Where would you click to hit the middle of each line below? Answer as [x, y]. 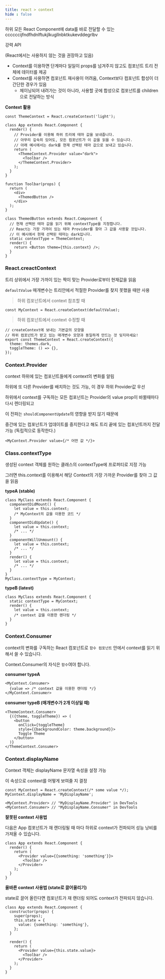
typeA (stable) [20, 491]
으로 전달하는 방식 [37, 96]
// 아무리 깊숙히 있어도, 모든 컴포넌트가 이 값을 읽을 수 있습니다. [73, 140]
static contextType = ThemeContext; [47, 238]
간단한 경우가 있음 [29, 84]
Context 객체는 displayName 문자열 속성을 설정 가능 [56, 770]
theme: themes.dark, [31, 344]
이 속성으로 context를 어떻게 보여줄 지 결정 [46, 781]
